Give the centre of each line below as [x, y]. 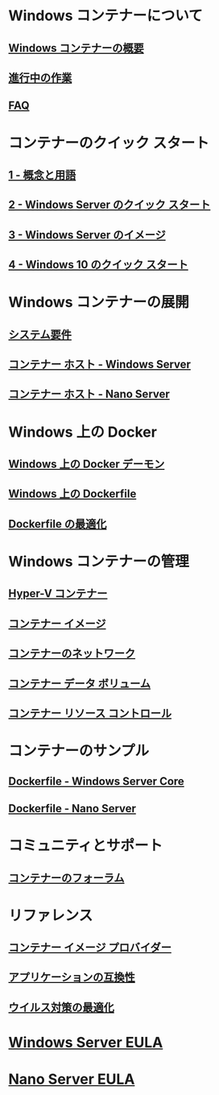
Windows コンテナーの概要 [76, 48]
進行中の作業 [40, 78]
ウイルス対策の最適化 [61, 1007]
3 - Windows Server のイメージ [87, 235]
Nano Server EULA [72, 1079]
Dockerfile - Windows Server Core [97, 781]
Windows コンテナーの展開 [99, 303]
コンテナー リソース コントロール [90, 713]
